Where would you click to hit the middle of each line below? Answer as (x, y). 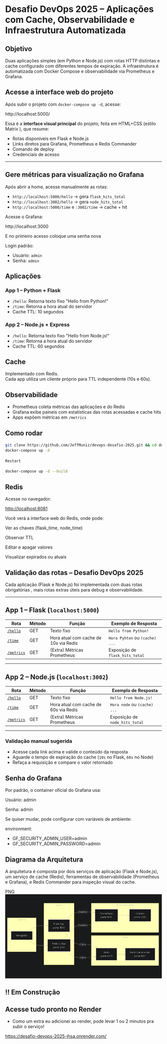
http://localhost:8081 (26, 509)
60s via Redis (64, 710)
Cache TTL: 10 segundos (38, 312)
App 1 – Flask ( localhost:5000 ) (52, 610)
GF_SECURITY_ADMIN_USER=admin (50, 839)
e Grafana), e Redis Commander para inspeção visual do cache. (71, 882)
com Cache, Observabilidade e (70, 20)
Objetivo (19, 49)
